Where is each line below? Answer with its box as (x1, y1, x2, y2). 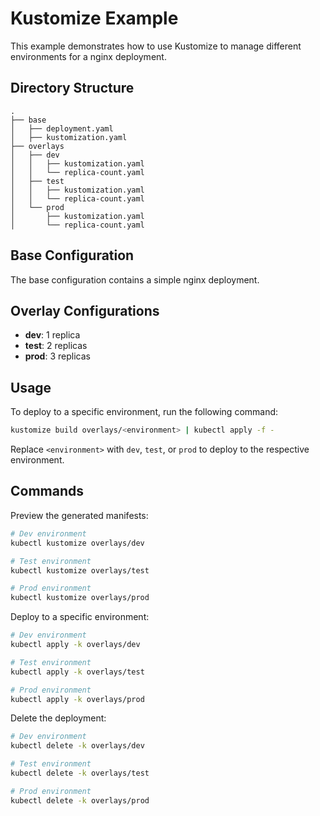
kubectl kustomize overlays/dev (10, 538, 145, 548)
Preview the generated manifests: (10, 509, 149, 521)
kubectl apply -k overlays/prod (10, 694, 145, 704)
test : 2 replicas (24, 340, 88, 352)
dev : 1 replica (24, 329, 81, 341)
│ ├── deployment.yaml (10, 123, 114, 134)
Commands (10, 483, 85, 500)
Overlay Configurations (10, 302, 160, 319)
